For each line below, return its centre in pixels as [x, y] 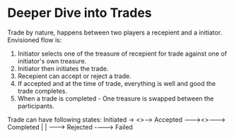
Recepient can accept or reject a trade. [75, 76]
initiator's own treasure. [52, 61]
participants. [36, 106]
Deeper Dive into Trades [80, 13]
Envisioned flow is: [35, 39]
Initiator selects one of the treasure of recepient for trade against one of [122, 54]
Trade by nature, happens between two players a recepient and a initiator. [115, 32]
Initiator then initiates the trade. [63, 68]
